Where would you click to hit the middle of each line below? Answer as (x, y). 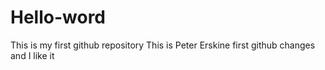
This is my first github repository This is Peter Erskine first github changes (163, 45)
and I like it (32, 55)
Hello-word (58, 17)
